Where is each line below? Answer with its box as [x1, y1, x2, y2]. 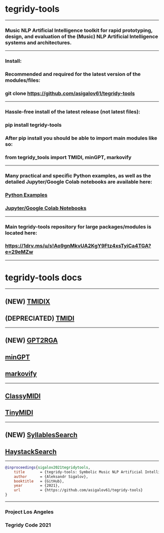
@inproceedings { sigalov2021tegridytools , [5, 465, 91, 470]
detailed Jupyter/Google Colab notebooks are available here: [5, 179, 152, 185]
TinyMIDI [5, 409, 33, 417]
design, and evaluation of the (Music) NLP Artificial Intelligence [5, 33, 159, 40]
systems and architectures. [5, 39, 72, 46]
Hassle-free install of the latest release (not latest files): [5, 109, 141, 116]
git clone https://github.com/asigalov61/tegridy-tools [5, 90, 135, 96]
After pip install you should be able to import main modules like [5, 135, 158, 141]
